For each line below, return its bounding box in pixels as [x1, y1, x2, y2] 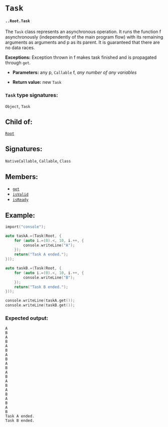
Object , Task [5, 103, 31, 109]
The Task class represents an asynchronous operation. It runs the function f [5, 29, 161, 35]
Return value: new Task [12, 79, 62, 85]
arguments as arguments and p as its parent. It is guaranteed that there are [5, 39, 160, 46]
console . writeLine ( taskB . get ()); [5, 303, 75, 308]
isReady [12, 197, 29, 203]
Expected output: [5, 315, 49, 322]
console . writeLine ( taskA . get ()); [5, 298, 75, 303]
